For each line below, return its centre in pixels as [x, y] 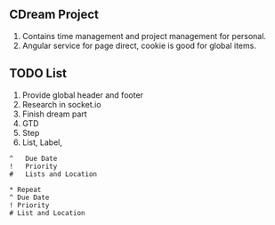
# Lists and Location [53, 174]
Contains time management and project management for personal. [144, 36]
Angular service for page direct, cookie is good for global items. [139, 45]
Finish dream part [54, 114]
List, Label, [42, 142]
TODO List [38, 73]
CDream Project [54, 15]
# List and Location [48, 213]
